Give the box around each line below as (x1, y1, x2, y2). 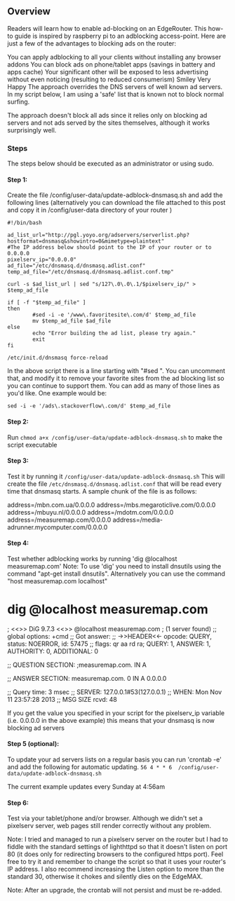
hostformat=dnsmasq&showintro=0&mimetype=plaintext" (7, 238, 165, 245)
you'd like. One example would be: (7, 389, 107, 398)
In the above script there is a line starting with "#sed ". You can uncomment (7, 367, 226, 375)
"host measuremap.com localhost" (7, 576, 108, 585)
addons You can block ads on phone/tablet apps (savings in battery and (7, 60, 215, 69)
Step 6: (7, 799, 29, 807)
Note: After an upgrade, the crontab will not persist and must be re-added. (7, 886, 222, 895)
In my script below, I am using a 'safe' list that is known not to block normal (7, 90, 224, 98)
